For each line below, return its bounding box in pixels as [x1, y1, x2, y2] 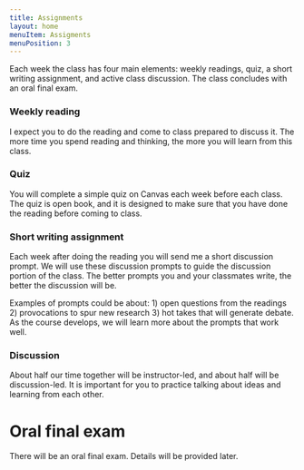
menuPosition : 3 [9, 38, 71, 48]
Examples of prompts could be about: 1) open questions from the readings [9, 298, 288, 308]
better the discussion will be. [9, 280, 117, 291]
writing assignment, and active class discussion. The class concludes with [9, 73, 288, 84]
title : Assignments [9, 13, 83, 23]
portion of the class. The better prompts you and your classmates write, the [9, 270, 292, 281]
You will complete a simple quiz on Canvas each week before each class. [9, 188, 283, 200]
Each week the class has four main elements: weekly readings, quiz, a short [9, 64, 293, 74]
